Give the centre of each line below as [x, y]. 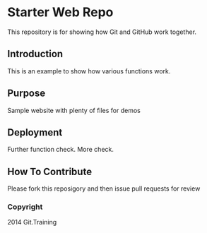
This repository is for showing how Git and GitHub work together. [102, 32]
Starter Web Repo [60, 12]
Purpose [26, 94]
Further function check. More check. [61, 150]
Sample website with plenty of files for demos [74, 110]
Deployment [35, 132]
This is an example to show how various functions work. [89, 71]
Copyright [25, 207]
